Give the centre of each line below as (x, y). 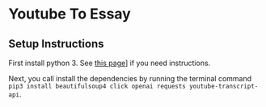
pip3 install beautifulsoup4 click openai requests (97, 86)
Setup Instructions (56, 44)
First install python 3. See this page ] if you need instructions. (110, 63)
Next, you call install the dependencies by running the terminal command (130, 78)
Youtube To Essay (70, 14)
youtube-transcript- (224, 86)
